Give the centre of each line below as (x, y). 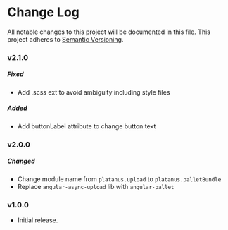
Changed (21, 161)
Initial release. (38, 220)
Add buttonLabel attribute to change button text (87, 126)
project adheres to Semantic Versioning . (65, 39)
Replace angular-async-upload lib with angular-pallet (96, 186)
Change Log (43, 12)
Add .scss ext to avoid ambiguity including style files (94, 92)
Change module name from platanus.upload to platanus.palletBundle (119, 179)
